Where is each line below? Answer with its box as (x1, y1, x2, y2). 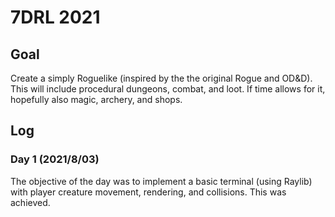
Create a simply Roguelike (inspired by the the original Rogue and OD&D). (10, 72, 313, 84)
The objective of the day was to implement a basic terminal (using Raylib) (10, 175, 313, 187)
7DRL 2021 (10, 6, 101, 29)
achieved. (10, 196, 51, 208)
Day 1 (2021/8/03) (10, 152, 100, 166)
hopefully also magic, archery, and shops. (10, 94, 183, 105)
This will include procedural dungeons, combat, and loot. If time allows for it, (10, 83, 326, 95)
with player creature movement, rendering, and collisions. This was (10, 186, 287, 198)
